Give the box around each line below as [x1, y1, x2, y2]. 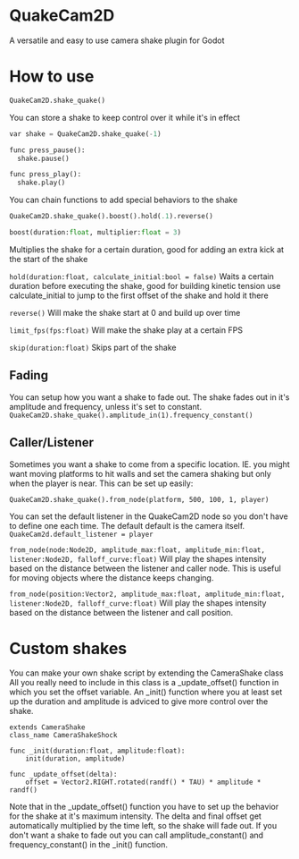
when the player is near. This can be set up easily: [9, 478, 194, 489]
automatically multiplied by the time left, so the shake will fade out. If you [9, 821, 278, 831]
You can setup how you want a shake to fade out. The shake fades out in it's [9, 391, 290, 403]
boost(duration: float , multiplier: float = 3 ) [9, 228, 181, 237]
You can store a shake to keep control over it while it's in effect [9, 112, 241, 123]
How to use [9, 66, 95, 87]
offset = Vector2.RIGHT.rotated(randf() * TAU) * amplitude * [25, 778, 262, 787]
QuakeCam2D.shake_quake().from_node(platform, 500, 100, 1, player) [9, 495, 270, 504]
